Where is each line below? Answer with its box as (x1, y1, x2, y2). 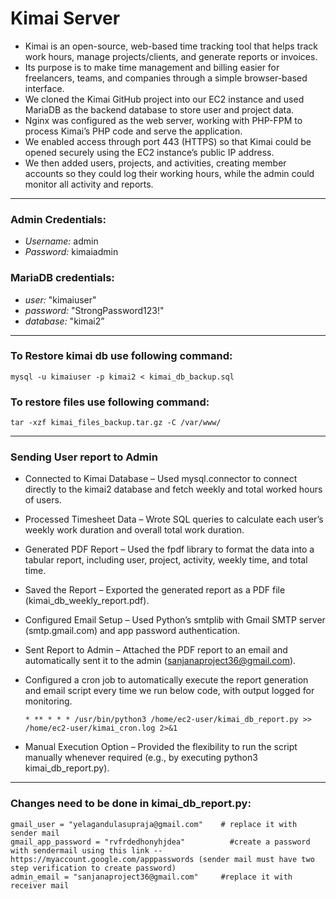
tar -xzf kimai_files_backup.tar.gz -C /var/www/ (10, 418, 222, 428)
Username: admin (24, 235, 99, 247)
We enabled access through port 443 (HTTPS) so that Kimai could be (24, 135, 312, 147)
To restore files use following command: (10, 395, 210, 409)
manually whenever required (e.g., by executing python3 (24, 752, 258, 764)
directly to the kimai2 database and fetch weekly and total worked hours (24, 483, 323, 496)
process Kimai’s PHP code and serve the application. (24, 125, 243, 137)
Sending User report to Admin (10, 450, 158, 464)
